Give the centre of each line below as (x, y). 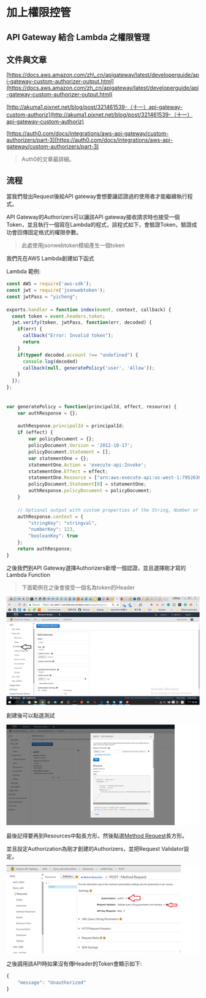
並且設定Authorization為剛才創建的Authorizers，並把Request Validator (95, 848)
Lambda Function (28, 574)
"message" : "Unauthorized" (52, 982)
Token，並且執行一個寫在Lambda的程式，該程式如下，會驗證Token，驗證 (99, 225)
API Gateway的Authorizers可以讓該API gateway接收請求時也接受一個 (93, 217)
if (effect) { (35, 433)
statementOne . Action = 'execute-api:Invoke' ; (88, 465)
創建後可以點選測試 (31, 715)
